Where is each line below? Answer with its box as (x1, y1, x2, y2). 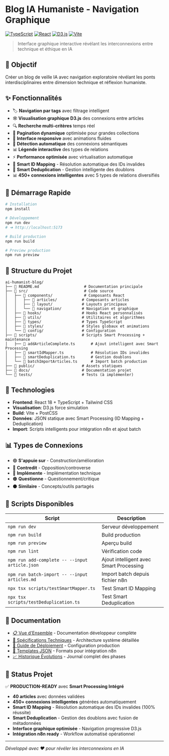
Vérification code (101, 548, 142, 555)
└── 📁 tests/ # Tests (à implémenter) (5, 372, 134, 377)
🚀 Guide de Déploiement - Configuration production (12, 643, 120, 649)
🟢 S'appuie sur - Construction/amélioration (12, 457, 104, 464)
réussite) (12, 710, 31, 716)
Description (117, 514, 146, 521)
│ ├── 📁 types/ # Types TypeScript (5, 320, 123, 325)
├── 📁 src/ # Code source (5, 288, 114, 294)
